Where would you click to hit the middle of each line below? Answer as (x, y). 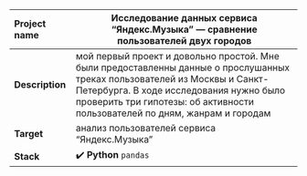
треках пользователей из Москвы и (155, 79)
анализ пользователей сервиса (146, 128)
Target (29, 134)
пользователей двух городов (185, 41)
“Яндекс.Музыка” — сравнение (184, 29)
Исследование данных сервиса (184, 18)
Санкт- (253, 79)
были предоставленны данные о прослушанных (183, 67)
